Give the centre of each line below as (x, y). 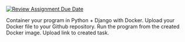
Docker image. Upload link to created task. (58, 33)
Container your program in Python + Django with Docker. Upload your (90, 20)
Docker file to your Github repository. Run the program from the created (93, 27)
